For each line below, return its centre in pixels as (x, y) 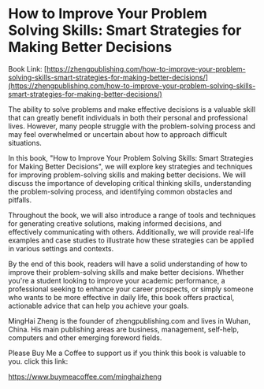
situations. (25, 143)
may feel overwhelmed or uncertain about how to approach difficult (118, 134)
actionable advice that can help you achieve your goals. (99, 306)
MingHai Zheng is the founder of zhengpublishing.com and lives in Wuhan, (129, 320)
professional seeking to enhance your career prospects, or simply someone (131, 289)
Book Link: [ (28, 69)
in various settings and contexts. (61, 248)
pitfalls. (20, 200)
